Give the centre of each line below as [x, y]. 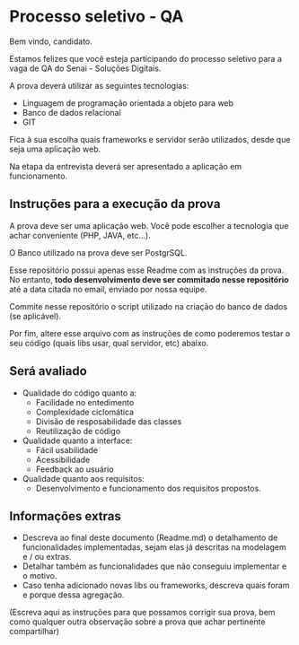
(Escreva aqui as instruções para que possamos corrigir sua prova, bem [142, 613]
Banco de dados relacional [71, 112]
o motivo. [40, 576]
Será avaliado [48, 371]
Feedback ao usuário [75, 469]
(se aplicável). [35, 316]
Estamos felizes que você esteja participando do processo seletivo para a [146, 58]
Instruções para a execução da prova [115, 204]
